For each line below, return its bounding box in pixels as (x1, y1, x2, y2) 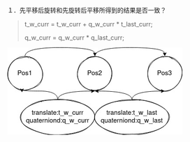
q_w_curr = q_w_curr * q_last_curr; (24, 33, 124, 42)
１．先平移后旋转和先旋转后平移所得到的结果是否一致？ (7, 6, 166, 14)
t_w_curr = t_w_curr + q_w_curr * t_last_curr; (24, 20, 153, 28)
